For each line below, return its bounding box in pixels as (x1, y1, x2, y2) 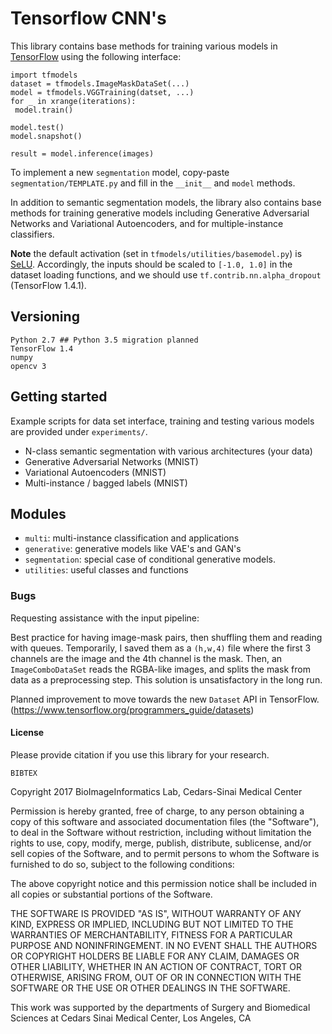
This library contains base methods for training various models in (10, 40, 278, 52)
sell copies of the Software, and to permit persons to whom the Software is (10, 847, 320, 859)
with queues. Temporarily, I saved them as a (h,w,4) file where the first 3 (10, 642, 312, 654)
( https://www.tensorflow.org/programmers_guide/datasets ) (10, 703, 255, 716)
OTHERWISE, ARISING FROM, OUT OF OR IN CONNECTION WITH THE (10, 971, 302, 983)
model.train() (14, 105, 74, 115)
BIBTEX (10, 768, 38, 778)
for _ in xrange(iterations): (10, 96, 137, 106)
